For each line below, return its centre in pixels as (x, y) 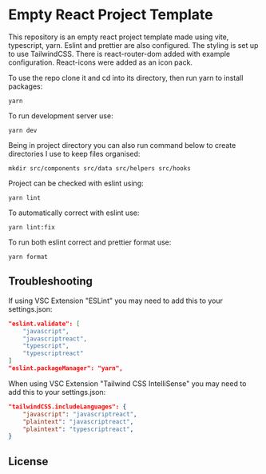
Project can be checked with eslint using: (76, 183)
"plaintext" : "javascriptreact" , (78, 421)
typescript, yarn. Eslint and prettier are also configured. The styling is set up (133, 45)
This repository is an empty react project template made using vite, (119, 37)
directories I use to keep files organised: (74, 153)
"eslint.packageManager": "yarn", (66, 368)
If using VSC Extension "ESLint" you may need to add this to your (116, 301)
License (28, 461)
